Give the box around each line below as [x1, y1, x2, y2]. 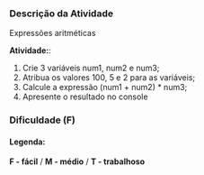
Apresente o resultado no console [22, 91, 148, 102]
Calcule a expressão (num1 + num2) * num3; [22, 82, 188, 93]
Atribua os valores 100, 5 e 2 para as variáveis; [22, 72, 196, 83]
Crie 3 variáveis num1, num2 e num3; [22, 62, 160, 74]
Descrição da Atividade [9, 7, 114, 20]
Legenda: [9, 136, 46, 147]
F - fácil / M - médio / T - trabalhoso [9, 156, 146, 167]
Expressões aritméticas [9, 28, 96, 39]
